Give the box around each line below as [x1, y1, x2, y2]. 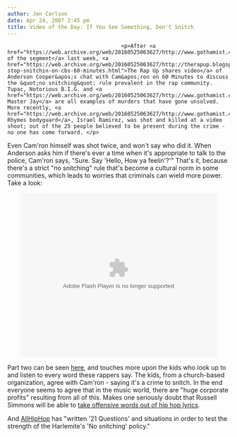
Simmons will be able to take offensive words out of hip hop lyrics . [7, 401, 200, 410]
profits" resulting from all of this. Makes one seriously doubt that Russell [7, 393, 217, 402]
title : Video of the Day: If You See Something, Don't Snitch [7, 23, 194, 30]
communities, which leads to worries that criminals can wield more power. [7, 171, 223, 180]
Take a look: [7, 179, 43, 187]
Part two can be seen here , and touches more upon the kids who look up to [7, 364, 226, 372]
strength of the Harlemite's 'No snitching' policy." [7, 422, 150, 431]
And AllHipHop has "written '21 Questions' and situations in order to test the [7, 414, 228, 423]
